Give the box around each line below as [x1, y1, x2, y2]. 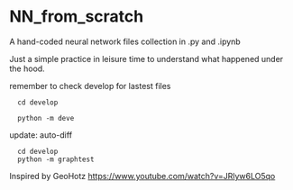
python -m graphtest [17, 155, 95, 164]
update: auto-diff [9, 129, 73, 140]
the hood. [9, 63, 45, 74]
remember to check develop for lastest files [9, 80, 171, 91]
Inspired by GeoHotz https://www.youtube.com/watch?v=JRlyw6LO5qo [9, 170, 276, 181]
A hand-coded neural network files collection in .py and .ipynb [9, 36, 241, 47]
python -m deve [17, 113, 75, 122]
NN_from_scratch [9, 6, 144, 27]
